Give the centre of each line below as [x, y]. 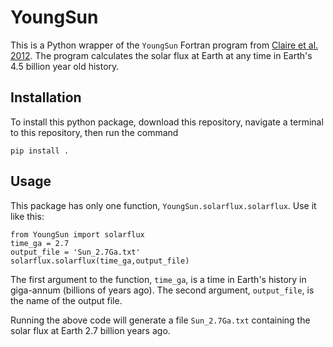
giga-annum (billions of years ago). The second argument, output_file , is [162, 290]
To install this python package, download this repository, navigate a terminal [167, 122]
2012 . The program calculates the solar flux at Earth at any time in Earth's [161, 55]
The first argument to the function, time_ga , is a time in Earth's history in [158, 279]
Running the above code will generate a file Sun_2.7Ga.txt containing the [160, 320]
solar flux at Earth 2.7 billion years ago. [90, 330]
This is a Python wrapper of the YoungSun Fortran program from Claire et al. [164, 45]
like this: [27, 216]
